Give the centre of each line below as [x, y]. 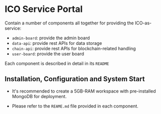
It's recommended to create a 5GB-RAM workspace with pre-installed [84, 91]
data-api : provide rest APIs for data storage [57, 43]
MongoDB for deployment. [39, 96]
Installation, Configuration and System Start [75, 79]
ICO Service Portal [44, 9]
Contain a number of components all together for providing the [69, 23]
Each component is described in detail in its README [57, 63]
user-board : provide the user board [48, 54]
